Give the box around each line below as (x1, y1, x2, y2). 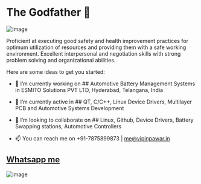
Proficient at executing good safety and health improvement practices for (6, 37, 189, 44)
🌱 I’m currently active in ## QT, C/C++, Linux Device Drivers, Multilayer (14, 98, 192, 105)
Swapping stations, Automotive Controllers (14, 122, 122, 130)
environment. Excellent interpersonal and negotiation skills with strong (6, 50, 181, 57)
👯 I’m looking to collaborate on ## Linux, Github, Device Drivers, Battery (14, 116, 194, 123)
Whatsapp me (6, 154, 60, 165)
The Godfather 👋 (6, 5, 91, 19)
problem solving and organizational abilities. (6, 56, 116, 64)
